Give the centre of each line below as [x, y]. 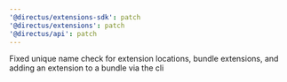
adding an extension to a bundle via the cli [87, 68]
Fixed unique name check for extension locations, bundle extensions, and [144, 59]
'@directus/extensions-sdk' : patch [75, 17]
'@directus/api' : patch [53, 34]
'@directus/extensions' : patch [67, 26]
